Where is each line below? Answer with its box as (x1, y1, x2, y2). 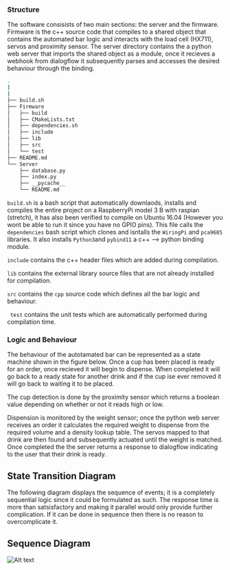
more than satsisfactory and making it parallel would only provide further (7, 503, 213, 512)
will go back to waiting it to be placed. (7, 380, 115, 388)
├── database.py (19, 167, 67, 174)
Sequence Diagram (7, 538, 91, 549)
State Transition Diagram (7, 470, 116, 482)
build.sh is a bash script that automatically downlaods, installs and (7, 199, 197, 207)
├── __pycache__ (19, 180, 67, 187)
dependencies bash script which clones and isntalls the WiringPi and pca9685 (7, 228, 223, 237)
